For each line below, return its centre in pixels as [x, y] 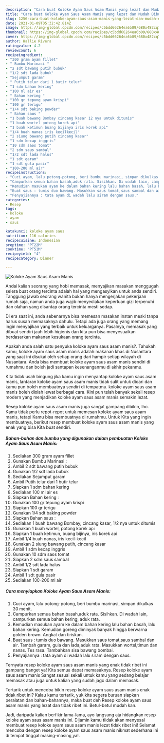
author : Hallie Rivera [28, 41]
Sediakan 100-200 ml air [37, 580]
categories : [18, 200]
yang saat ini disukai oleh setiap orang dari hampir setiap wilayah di [73, 357]
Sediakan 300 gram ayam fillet [43, 456]
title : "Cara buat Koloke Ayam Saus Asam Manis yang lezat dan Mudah [78, 14]
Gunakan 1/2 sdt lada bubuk [41, 471]
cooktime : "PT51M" [24, 249]
